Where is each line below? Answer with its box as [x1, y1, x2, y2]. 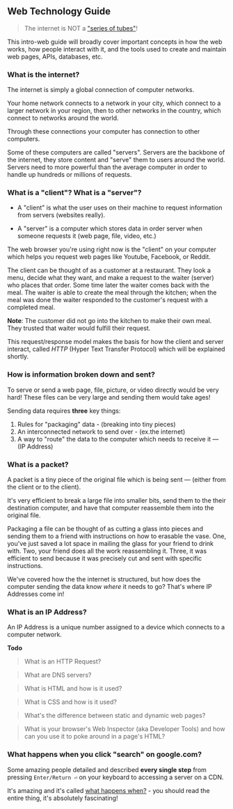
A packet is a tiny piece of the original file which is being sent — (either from [7, 476, 226, 483]
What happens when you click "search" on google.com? [7, 750, 202, 760]
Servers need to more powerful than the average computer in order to [7, 163, 207, 171]
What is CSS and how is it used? [24, 698, 117, 706]
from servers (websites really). [17, 211, 106, 219]
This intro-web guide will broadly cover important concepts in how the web [7, 38, 223, 46]
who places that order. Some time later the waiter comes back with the [7, 281, 210, 290]
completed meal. [7, 303, 56, 312]
